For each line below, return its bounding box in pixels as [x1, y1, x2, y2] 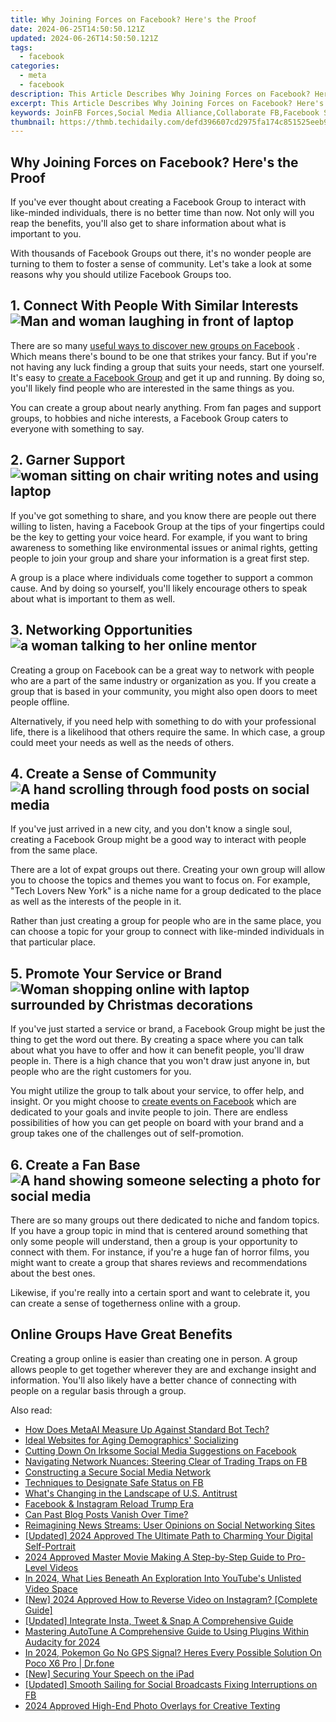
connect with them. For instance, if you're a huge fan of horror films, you [10, 1246, 310, 1258]
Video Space [24, 1582, 78, 1595]
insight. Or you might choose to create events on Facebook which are [10, 1096, 297, 1108]
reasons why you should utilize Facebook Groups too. [10, 269, 232, 281]
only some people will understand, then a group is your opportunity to [10, 1235, 298, 1247]
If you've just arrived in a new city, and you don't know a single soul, [10, 823, 293, 835]
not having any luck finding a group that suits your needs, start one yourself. [10, 361, 325, 373]
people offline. [10, 696, 70, 708]
